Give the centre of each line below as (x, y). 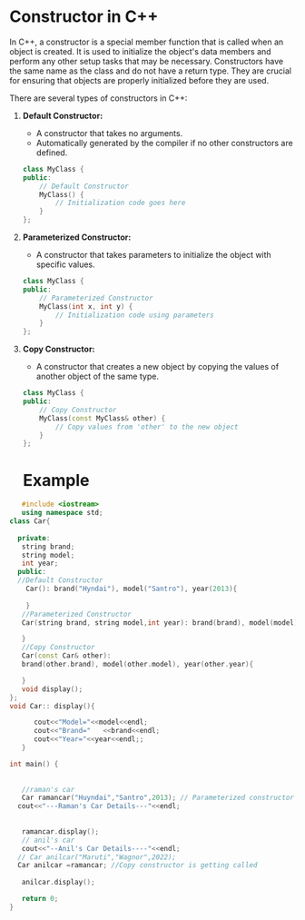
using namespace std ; (62, 513)
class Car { (30, 521)
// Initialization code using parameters (135, 315)
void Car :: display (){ (52, 706)
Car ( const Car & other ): (66, 656)
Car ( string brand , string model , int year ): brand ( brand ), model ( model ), (162, 623)
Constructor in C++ (84, 17)
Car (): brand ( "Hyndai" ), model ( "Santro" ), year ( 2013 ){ (132, 589)
